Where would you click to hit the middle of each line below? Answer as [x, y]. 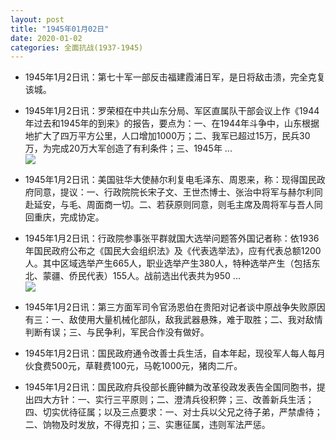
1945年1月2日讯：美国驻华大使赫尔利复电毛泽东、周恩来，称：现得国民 [170, 180]
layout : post [37, 19]
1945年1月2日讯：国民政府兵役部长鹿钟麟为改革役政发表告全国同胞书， [170, 387]
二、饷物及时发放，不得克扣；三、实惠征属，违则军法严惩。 [147, 425]
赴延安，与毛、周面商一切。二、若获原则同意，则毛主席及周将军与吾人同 [173, 205]
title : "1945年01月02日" [60, 29]
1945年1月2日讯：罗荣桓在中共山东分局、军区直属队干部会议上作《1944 [172, 111]
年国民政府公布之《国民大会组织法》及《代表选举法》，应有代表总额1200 [173, 251]
